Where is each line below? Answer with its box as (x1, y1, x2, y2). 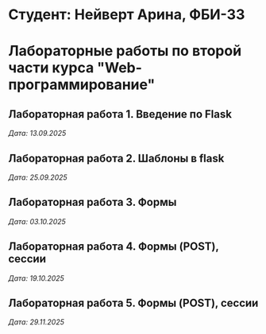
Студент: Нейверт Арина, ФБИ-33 (8, 6, 245, 24)
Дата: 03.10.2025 (8, 216, 66, 226)
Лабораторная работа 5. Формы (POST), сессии (8, 297, 259, 310)
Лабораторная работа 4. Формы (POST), (8, 240, 219, 254)
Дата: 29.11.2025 (8, 317, 65, 327)
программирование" (8, 76, 156, 94)
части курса (8, 59, 94, 77)
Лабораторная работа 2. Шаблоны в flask (8, 151, 225, 165)
